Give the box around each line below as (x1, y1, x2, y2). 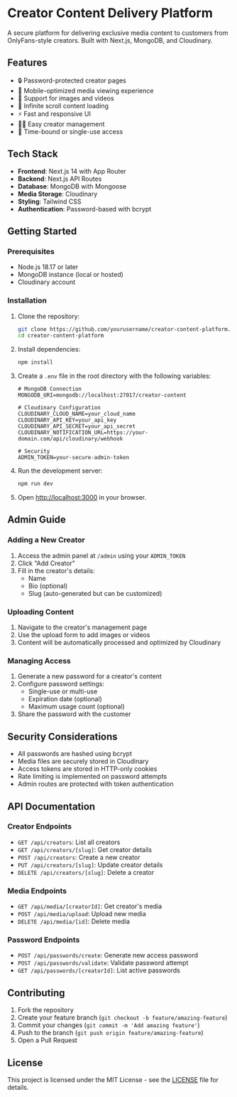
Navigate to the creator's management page (17, 623, 148, 631)
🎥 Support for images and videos (17, 94, 115, 103)
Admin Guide (7, 514, 66, 526)
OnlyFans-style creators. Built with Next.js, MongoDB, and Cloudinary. (7, 36, 213, 44)
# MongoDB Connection (17, 386, 82, 393)
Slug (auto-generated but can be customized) (28, 589, 162, 597)
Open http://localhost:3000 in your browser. (17, 493, 147, 502)
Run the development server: (17, 466, 103, 475)
